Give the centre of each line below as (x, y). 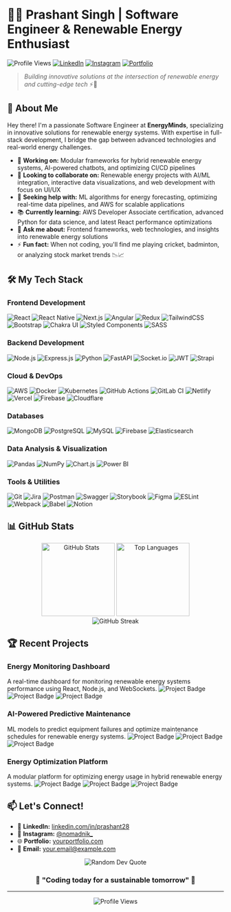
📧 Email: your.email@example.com (66, 849)
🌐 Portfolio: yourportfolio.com (60, 841)
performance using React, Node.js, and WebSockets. (82, 689)
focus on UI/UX (39, 189)
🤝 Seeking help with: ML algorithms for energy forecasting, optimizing (117, 197)
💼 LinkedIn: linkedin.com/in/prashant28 (73, 826)
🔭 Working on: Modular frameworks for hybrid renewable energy (109, 160)
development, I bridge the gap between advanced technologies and (120, 139)
